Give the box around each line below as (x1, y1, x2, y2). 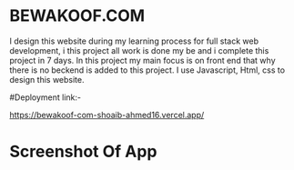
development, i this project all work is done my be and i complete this (9, 45, 269, 55)
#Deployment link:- (9, 92, 82, 103)
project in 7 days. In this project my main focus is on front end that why (9, 55, 276, 65)
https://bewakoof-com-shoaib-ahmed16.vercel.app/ (9, 109, 205, 120)
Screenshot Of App (9, 142, 157, 162)
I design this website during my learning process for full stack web (9, 35, 259, 46)
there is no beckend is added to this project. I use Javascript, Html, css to (9, 65, 285, 75)
